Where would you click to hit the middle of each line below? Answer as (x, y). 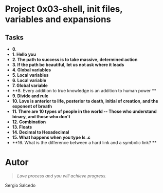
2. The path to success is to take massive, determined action (75, 59)
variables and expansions (58, 19)
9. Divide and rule (30, 96)
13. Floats (22, 127)
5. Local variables (30, 75)
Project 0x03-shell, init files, (64, 9)
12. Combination (29, 122)
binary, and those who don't (41, 117)
